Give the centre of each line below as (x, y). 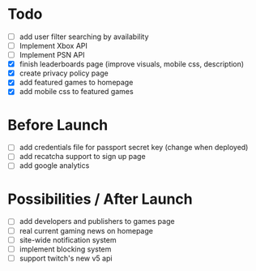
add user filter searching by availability (84, 37)
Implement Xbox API (53, 46)
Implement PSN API (52, 55)
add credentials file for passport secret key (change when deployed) (134, 148)
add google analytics (54, 166)
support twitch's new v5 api (66, 258)
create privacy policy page (64, 73)
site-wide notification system (68, 239)
